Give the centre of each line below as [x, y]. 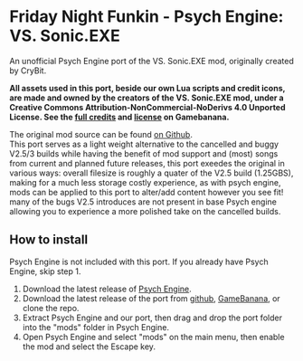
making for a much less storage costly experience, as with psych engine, [145, 182]
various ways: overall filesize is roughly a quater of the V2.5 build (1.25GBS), [151, 173]
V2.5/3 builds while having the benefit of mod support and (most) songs [144, 153]
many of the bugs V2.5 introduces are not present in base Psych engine [143, 202]
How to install [49, 240]
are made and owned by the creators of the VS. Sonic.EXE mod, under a [147, 98]
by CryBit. [28, 71]
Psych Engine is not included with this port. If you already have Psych [139, 261]
